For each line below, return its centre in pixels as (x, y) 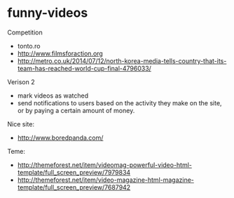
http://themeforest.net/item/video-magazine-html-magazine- (106, 180)
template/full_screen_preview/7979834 (74, 172)
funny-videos (48, 13)
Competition (25, 32)
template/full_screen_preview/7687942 (74, 187)
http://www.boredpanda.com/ (60, 138)
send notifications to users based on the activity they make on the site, (119, 103)
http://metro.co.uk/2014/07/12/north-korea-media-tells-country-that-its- (122, 60)
